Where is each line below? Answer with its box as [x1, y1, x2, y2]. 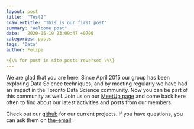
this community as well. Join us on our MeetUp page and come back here [6, 92, 186, 100]
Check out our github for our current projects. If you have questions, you [6, 110, 183, 117]
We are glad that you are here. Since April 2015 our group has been [6, 74, 170, 81]
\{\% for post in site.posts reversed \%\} [6, 57, 115, 64]
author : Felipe [6, 47, 44, 53]
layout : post [6, 8, 38, 15]
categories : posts [6, 36, 51, 42]
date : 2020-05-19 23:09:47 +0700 [6, 31, 94, 37]
